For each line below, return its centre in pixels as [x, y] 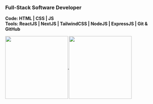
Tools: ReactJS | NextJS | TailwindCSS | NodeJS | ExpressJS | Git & [76, 24]
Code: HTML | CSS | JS [30, 19]
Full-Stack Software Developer [43, 8]
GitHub [13, 29]
